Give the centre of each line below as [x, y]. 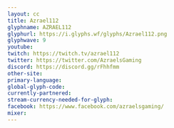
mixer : [17, 113]
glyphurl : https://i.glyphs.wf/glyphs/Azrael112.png [87, 34]
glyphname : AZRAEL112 [40, 27]
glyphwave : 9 [27, 41]
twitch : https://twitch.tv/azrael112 [63, 54]
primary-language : [35, 80]
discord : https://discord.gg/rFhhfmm [63, 67]
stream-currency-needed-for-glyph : [60, 100]
